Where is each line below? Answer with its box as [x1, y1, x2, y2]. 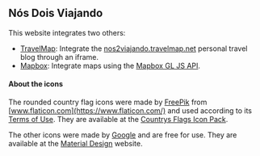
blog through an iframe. [19, 52, 99, 61]
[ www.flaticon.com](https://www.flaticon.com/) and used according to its [8, 106, 253, 116]
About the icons [8, 79, 63, 89]
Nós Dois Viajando [8, 6, 103, 20]
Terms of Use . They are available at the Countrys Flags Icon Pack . [8, 115, 229, 124]
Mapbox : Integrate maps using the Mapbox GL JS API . [19, 61, 200, 70]
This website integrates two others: [8, 27, 126, 37]
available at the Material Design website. [8, 139, 143, 149]
